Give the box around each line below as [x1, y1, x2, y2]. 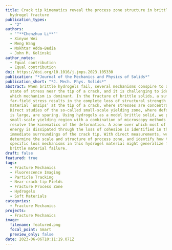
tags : [5, 160, 17, 165]
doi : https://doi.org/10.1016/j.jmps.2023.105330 [5, 70, 114, 75]
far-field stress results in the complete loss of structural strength [10, 98, 166, 103]
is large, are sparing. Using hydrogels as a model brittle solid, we [10, 112, 164, 118]
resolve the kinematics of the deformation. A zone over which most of [10, 122, 166, 127]
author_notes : [5, 55, 36, 61]
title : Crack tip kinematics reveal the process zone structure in [5, 7, 153, 13]
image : [5, 218, 19, 223]
